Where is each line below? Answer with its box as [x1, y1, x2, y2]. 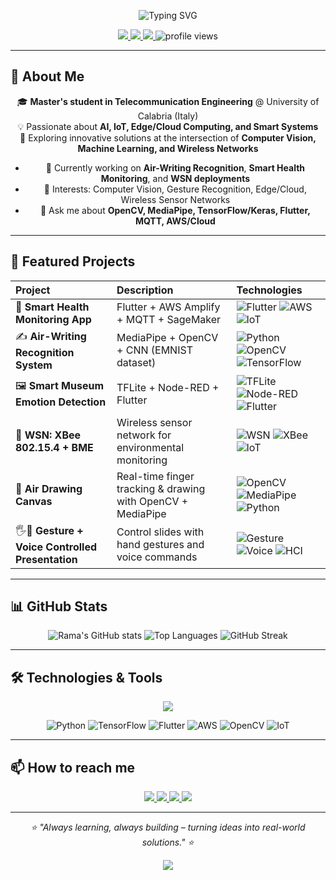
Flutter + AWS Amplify [116, 300, 221, 314]
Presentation [15, 552, 78, 566]
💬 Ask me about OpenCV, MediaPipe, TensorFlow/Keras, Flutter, [39, 204, 311, 216]
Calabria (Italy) [137, 110, 199, 122]
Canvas [15, 494, 53, 508]
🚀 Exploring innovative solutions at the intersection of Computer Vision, [19, 131, 317, 144]
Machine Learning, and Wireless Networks [77, 142, 259, 154]
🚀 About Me [10, 68, 85, 85]
